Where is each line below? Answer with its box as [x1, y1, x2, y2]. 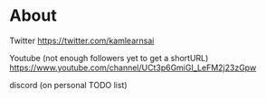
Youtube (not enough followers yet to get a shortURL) [9, 52, 209, 63]
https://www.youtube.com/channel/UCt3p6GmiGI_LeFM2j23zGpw [9, 62, 257, 73]
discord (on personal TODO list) [9, 79, 128, 90]
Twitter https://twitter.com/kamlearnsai [9, 35, 155, 46]
